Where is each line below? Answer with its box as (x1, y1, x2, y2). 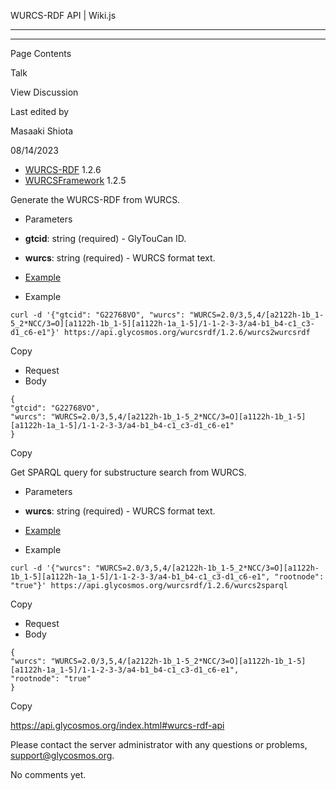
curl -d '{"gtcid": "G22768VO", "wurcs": (10, 310, 186, 320)
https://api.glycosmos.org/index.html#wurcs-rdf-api (10, 720, 225, 731)
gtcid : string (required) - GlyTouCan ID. (24, 233, 187, 244)
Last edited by (10, 106, 70, 117)
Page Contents (10, 48, 72, 59)
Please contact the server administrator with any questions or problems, (10, 739, 308, 750)
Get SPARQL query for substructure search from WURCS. (10, 466, 247, 478)
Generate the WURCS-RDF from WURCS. (10, 194, 181, 205)
